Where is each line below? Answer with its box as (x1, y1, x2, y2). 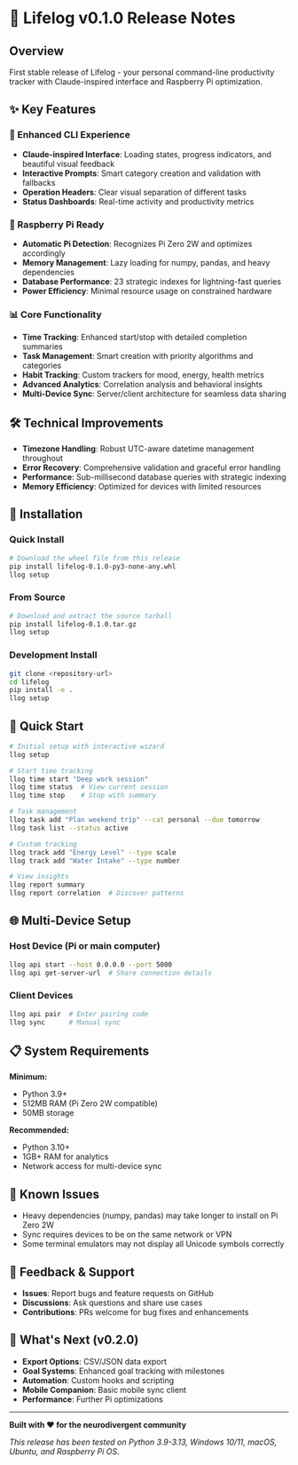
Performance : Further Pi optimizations (21, 1394, 164, 1405)
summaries (21, 341, 64, 352)
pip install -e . (9, 686, 74, 695)
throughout (21, 453, 64, 464)
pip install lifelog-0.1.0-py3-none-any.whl (9, 561, 176, 571)
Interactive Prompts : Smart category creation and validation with (21, 168, 262, 179)
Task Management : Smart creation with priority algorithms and (21, 351, 254, 362)
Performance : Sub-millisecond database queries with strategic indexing (21, 472, 286, 482)
